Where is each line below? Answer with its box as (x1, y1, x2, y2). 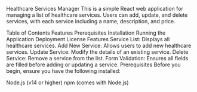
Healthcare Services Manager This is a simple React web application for (6, 5, 183, 12)
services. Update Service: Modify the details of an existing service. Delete (6, 48, 189, 56)
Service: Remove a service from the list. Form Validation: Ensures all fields (6, 55, 189, 62)
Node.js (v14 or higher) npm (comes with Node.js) (6, 79, 130, 86)
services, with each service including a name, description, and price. (6, 18, 176, 24)
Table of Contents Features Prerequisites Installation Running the (6, 29, 166, 36)
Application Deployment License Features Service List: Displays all (6, 36, 170, 42)
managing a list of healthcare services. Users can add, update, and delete (6, 11, 188, 19)
